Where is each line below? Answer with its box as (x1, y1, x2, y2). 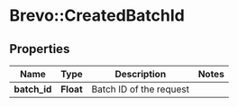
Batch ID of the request (91, 83, 189, 95)
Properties (9, 41, 70, 57)
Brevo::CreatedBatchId (9, 5, 185, 26)
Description (114, 68, 167, 80)
